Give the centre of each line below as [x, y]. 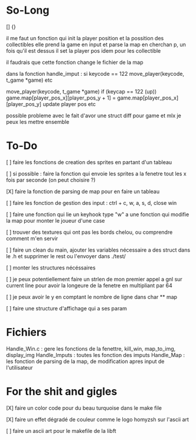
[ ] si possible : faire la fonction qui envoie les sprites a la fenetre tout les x [97, 174]
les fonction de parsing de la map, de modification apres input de [85, 361]
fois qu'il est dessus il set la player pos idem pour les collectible [84, 50]
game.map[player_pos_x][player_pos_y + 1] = [61, 98]
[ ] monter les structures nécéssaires [51, 268]
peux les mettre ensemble [38, 121]
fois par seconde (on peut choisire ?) [51, 180]
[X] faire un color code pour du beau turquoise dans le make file [84, 408]
